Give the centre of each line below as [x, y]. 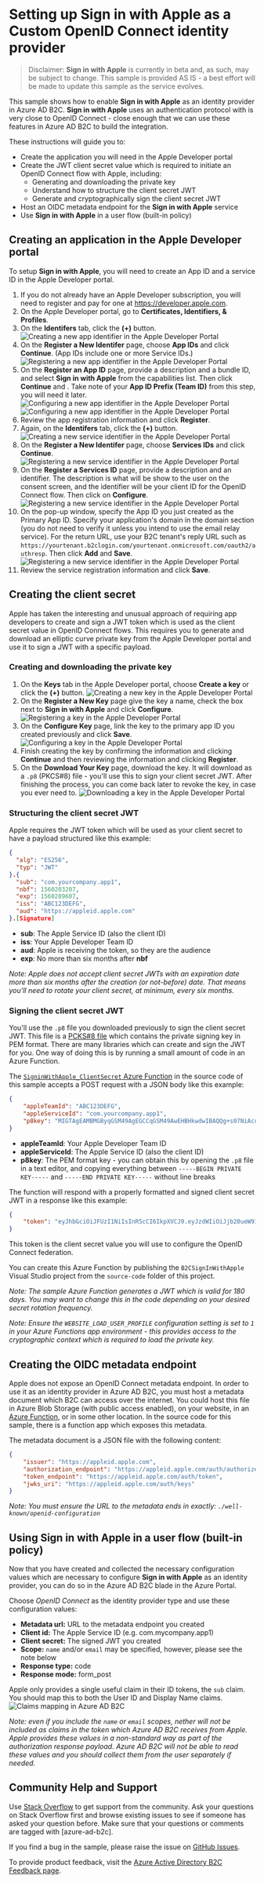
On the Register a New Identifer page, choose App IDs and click [125, 345]
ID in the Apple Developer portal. [61, 279]
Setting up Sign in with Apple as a [120, 15]
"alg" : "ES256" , [42, 860]
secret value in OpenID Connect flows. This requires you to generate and [127, 630]
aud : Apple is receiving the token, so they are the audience [115, 950]
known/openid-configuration [55, 1514]
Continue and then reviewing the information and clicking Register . [129, 759]
